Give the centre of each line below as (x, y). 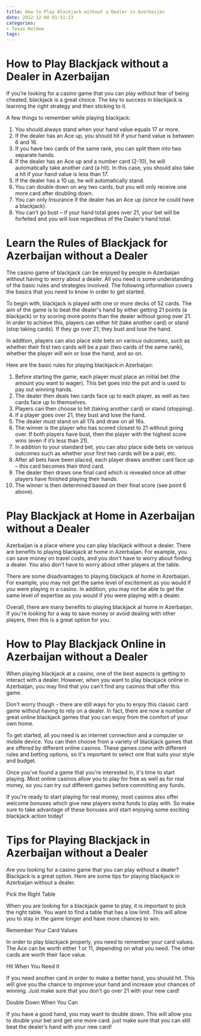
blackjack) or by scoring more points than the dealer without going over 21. (99, 316)
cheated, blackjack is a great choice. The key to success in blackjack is (94, 100)
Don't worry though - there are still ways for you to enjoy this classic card (97, 704)
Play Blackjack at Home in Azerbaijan (100, 516)
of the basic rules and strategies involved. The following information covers (99, 285)
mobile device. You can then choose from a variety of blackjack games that (100, 741)
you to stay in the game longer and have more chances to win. (83, 918)
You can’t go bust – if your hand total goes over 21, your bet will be (97, 213)
